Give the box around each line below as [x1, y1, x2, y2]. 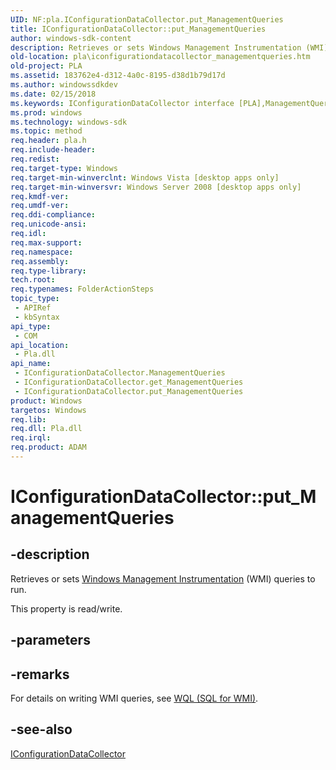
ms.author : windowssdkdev [10, 80, 118, 90]
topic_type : [10, 294, 60, 304]
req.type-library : [10, 266, 87, 276]
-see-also [10, 721, 73, 738]
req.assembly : [10, 256, 70, 266]
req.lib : [10, 414, 47, 425]
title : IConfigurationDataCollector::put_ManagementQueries [10, 24, 267, 34]
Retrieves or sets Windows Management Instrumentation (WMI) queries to [10, 572, 316, 585]
